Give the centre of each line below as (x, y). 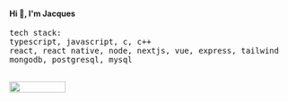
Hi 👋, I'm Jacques (43, 13)
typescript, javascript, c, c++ (80, 42)
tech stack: (35, 33)
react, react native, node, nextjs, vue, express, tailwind (144, 51)
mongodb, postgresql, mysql (71, 60)
